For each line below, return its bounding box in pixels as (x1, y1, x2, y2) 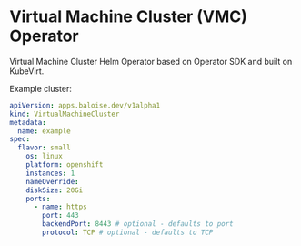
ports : (25, 194, 51, 203)
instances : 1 (25, 169, 75, 178)
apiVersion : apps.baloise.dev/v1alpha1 (9, 100, 161, 110)
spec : (9, 135, 30, 144)
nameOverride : (25, 177, 79, 186)
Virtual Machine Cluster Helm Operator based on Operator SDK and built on (9, 56, 293, 67)
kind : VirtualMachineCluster (9, 109, 120, 118)
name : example (17, 126, 71, 136)
